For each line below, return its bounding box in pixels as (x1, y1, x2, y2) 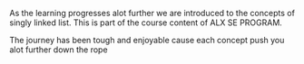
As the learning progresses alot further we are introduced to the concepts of (9, 8, 295, 18)
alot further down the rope (9, 44, 108, 55)
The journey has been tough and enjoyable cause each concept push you (9, 35, 285, 45)
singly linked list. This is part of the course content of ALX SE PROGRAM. (9, 17, 283, 28)
